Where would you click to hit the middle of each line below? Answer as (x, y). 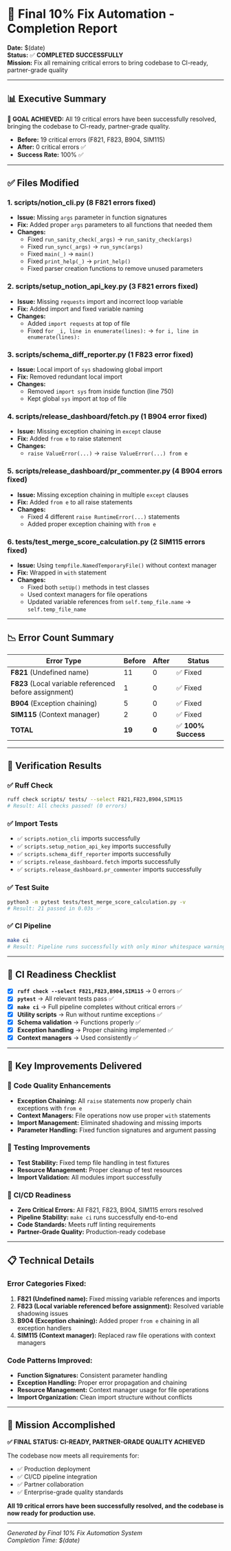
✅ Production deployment (54, 1469)
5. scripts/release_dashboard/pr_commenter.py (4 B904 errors (115, 471)
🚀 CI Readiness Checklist (62, 974)
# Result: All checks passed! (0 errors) (67, 806)
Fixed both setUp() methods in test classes (88, 587)
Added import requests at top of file (79, 323)
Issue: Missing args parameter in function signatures (92, 217)
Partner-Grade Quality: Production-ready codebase (91, 1232)
